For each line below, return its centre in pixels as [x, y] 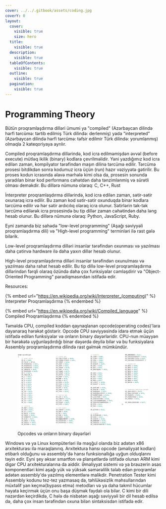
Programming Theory [50, 114]
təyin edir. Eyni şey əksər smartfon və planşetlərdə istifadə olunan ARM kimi [83, 459]
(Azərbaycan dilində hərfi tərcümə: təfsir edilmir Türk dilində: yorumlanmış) [82, 139]
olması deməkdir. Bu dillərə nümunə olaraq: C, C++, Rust [63, 185]
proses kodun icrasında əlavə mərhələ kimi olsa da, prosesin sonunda [76, 174]
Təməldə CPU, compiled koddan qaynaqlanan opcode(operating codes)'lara [83, 326]
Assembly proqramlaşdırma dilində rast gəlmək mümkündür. [67, 347]
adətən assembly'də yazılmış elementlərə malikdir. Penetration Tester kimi [81, 475]
